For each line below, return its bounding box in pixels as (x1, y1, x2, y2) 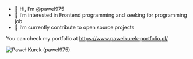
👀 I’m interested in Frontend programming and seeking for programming (14, 12, 188, 19)
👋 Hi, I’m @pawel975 (14, 6, 65, 12)
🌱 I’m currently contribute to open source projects (14, 24, 135, 31)
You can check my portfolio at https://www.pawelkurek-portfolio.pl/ (6, 35, 168, 42)
